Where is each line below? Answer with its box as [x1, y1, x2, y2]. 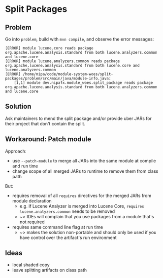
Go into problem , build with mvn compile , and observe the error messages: [5, 36, 154, 42]
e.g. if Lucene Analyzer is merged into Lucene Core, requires [19, 203, 144, 209]
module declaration [12, 198, 52, 203]
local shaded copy [12, 262, 50, 268]
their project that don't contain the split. [5, 120, 85, 126]
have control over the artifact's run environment [19, 235, 117, 240]
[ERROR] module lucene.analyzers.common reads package [5, 59, 120, 64]
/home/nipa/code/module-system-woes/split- [23, 72, 113, 77]
